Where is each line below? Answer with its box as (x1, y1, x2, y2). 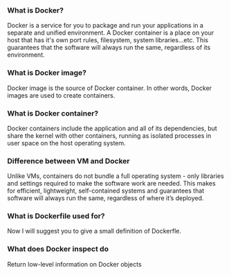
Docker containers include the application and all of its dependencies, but (7, 124, 218, 132)
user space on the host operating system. (7, 139, 126, 147)
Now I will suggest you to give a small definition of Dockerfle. (7, 227, 182, 236)
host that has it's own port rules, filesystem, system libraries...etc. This (7, 36, 209, 44)
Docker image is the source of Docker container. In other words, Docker (7, 84, 212, 92)
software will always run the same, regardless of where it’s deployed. (7, 194, 204, 202)
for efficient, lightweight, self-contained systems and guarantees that (7, 186, 205, 195)
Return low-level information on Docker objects (7, 260, 142, 268)
